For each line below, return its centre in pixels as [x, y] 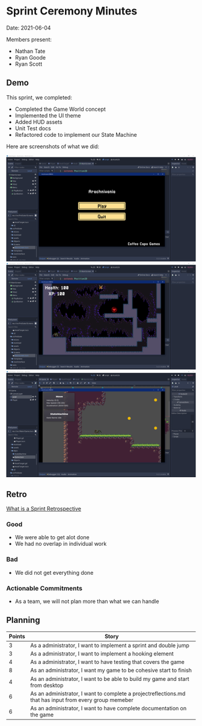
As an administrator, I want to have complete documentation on [108, 709]
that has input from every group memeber [82, 699]
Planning [23, 620]
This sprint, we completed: [39, 97]
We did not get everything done [54, 572]
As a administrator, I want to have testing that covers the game [107, 662]
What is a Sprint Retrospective [44, 509]
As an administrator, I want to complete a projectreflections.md [108, 693]
